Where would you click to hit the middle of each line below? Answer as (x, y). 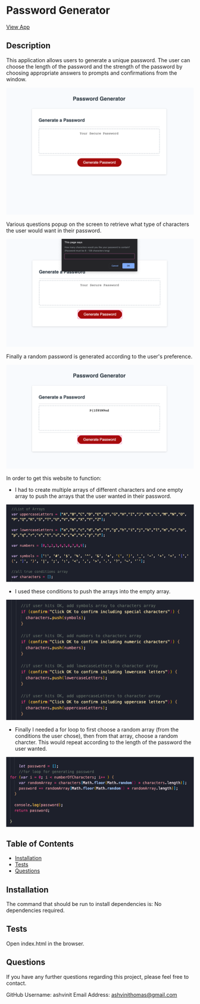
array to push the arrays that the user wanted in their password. (93, 496)
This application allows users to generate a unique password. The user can (98, 60)
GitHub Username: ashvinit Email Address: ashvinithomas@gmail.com (92, 994)
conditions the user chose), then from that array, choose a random (96, 736)
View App (18, 27)
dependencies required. (35, 910)
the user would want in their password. (54, 231)
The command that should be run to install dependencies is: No (84, 904)
